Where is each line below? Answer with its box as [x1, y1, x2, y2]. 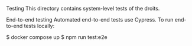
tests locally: [24, 23, 55, 29]
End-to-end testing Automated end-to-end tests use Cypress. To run [6, 16, 174, 23]
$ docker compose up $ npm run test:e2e [6, 34, 108, 40]
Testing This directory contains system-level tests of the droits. [6, 5, 160, 12]
